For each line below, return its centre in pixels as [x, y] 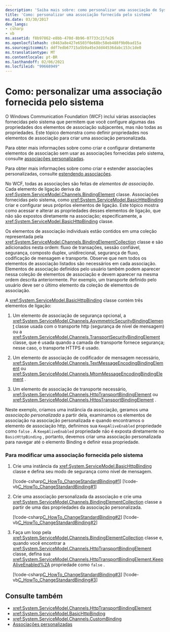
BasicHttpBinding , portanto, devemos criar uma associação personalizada [83, 437]
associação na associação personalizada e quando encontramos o [75, 420]
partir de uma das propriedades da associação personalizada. [77, 507]
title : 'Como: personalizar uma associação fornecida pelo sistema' [79, 15]
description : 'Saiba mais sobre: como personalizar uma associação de [81, 10]
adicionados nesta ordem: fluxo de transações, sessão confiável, [73, 248]
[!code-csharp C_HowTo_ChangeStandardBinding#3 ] [67, 575]
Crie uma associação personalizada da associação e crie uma [77, 497]
